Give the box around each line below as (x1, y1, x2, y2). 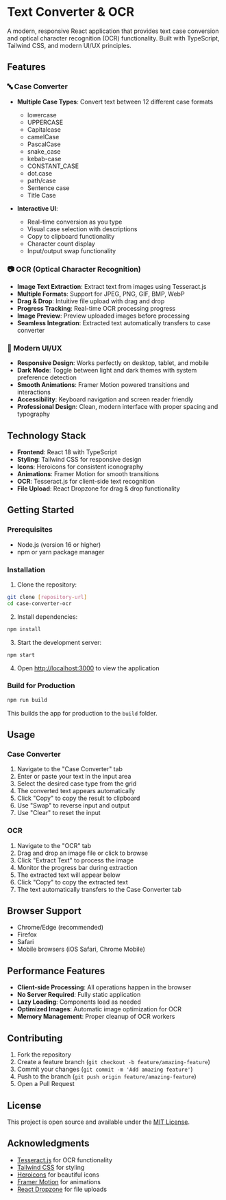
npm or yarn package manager (16, 548, 105, 556)
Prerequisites (7, 525, 53, 534)
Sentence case (27, 183, 70, 192)
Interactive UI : (16, 204, 58, 213)
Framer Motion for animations (16, 1177, 101, 1186)
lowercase (27, 110, 57, 119)
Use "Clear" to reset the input (16, 809, 101, 817)
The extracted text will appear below (16, 871, 121, 879)
